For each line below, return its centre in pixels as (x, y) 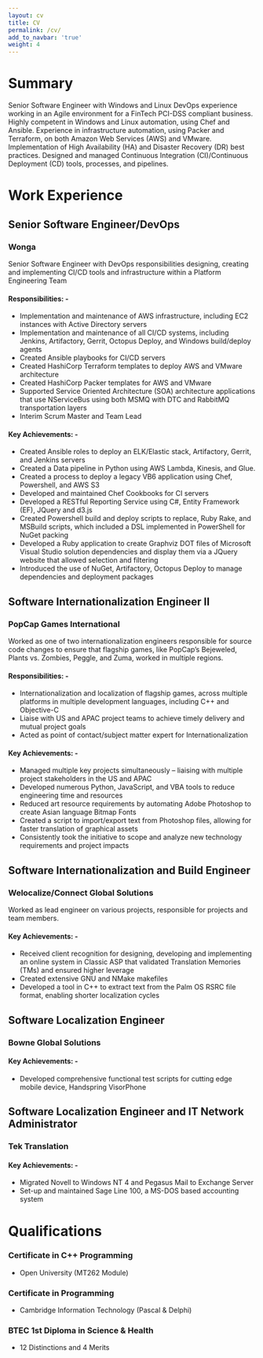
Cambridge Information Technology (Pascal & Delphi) (106, 1310)
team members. (33, 918)
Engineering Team (38, 281)
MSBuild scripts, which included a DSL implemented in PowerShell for (132, 527)
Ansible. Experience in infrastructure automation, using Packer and (116, 130)
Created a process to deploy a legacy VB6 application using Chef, (126, 477)
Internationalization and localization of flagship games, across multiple (133, 693)
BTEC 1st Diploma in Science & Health (81, 1330)
